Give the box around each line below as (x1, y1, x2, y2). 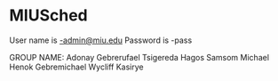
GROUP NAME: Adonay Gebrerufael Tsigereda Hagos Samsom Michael (9, 52, 269, 62)
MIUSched (9, 5, 89, 26)
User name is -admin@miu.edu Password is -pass (9, 35, 193, 45)
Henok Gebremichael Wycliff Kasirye (9, 61, 144, 72)
